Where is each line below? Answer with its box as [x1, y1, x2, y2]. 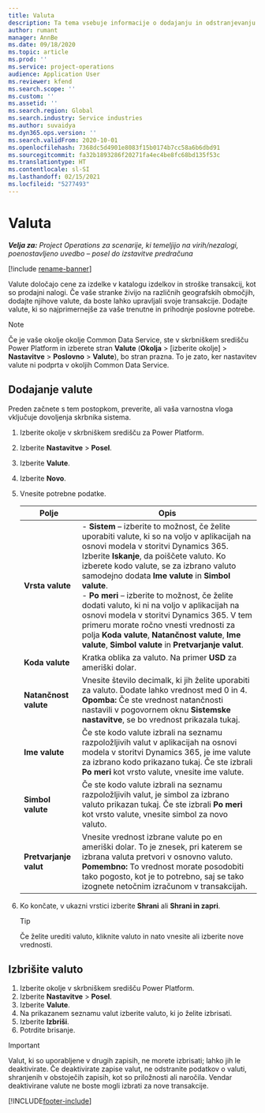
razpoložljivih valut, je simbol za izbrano [81, 789, 230, 800]
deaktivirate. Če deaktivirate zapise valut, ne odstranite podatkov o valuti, [8, 1064, 247, 1074]
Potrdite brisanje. [19, 1025, 76, 1035]
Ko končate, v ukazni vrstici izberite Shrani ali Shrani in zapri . [19, 901, 221, 910]
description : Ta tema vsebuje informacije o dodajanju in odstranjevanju [8, 19, 256, 27]
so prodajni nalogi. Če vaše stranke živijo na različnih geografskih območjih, [8, 287, 256, 297]
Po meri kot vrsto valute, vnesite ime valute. [81, 766, 244, 777]
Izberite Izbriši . [19, 1017, 69, 1026]
